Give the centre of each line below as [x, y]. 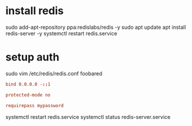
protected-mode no [28, 95]
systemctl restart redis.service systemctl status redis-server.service [88, 117]
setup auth [32, 57]
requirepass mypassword [35, 105]
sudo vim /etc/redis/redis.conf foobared [54, 73]
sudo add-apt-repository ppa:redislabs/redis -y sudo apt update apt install [96, 27]
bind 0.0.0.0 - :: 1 [28, 84]
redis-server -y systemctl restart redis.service [61, 33]
